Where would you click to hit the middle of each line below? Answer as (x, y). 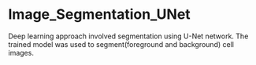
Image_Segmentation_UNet (99, 14)
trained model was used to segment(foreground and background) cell (121, 44)
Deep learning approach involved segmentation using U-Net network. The (128, 36)
